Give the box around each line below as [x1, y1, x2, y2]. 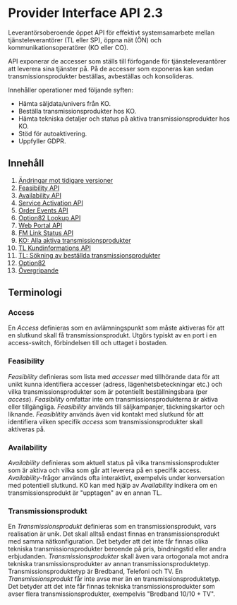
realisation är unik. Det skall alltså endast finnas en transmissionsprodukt [8, 529, 220, 538]
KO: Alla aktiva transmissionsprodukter [18, 236, 131, 244]
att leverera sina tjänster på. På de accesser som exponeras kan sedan [8, 64, 214, 73]
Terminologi [8, 287, 62, 299]
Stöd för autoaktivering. [18, 129, 87, 138]
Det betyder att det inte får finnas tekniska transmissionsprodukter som [8, 582, 216, 591]
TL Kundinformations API [18, 244, 91, 252]
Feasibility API [18, 184, 60, 192]
